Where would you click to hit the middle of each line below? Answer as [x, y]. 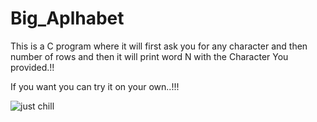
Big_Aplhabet [67, 18]
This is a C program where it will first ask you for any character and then [159, 46]
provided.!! [32, 67]
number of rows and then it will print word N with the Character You [149, 56]
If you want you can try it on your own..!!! [95, 86]
